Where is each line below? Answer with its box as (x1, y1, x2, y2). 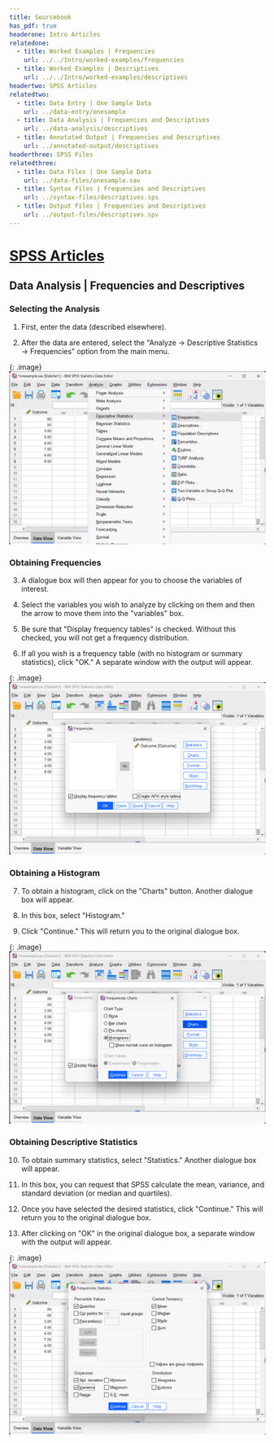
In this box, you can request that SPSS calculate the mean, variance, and (20, 1179, 265, 1189)
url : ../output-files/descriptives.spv (24, 211, 159, 219)
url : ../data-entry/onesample (24, 107, 127, 116)
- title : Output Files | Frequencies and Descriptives (16, 202, 207, 211)
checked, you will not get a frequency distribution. (20, 632, 189, 642)
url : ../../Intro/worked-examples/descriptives (24, 73, 188, 81)
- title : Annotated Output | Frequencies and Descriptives (16, 133, 221, 142)
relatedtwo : (9, 90, 50, 98)
